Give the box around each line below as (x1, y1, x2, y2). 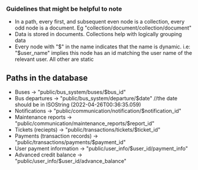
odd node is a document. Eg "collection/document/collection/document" (14, 24, 192, 31)
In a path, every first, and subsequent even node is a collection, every (14, 18, 185, 25)
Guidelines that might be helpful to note (6, 5, 122, 13)
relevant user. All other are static (14, 55, 94, 63)
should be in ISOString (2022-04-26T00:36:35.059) (14, 101, 141, 108)
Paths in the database (6, 73, 88, 83)
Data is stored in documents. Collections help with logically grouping (14, 31, 182, 38)
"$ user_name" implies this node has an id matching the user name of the (14, 50, 192, 57)
